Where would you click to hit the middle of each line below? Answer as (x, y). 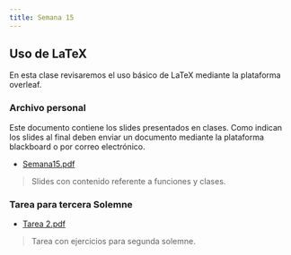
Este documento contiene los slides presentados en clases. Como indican (146, 127)
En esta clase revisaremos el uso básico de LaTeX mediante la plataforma (145, 75)
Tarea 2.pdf (44, 224)
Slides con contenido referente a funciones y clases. (128, 181)
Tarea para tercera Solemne (71, 204)
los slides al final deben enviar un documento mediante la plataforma (137, 137)
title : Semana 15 (42, 17)
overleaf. (26, 85)
